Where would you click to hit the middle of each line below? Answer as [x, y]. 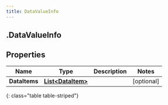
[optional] [146, 81]
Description [110, 71]
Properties [26, 55]
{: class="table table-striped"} [42, 95]
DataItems [24, 81]
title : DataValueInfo [32, 11]
